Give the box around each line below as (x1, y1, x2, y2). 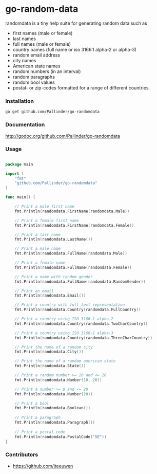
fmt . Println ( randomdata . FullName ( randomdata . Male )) (14, 251, 127, 256)
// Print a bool (14, 400, 50, 406)
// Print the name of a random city (14, 344, 93, 350)
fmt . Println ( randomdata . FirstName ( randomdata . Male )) (14, 209, 130, 214)
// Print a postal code (14, 429, 66, 434)
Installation (5, 97, 34, 104)
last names (12, 35, 36, 42)
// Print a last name (14, 232, 61, 237)
